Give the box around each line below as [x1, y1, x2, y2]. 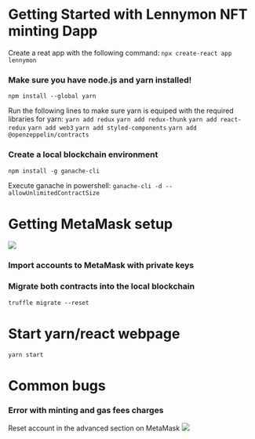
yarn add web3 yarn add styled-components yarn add [27, 124, 198, 132]
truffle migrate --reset [8, 299, 89, 307]
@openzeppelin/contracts [8, 131, 89, 139]
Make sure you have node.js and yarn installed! [8, 74, 192, 85]
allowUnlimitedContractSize [8, 189, 100, 197]
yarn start [8, 350, 44, 358]
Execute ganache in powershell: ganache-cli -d [8, 180, 162, 190]
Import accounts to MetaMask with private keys [8, 260, 195, 271]
